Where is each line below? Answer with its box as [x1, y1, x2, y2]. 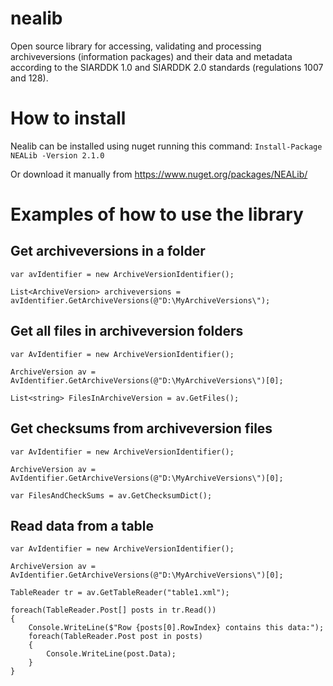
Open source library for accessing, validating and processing [10, 40, 262, 52]
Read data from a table [10, 517, 155, 534]
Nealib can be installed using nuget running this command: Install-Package [10, 140, 323, 152]
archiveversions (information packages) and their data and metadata [10, 50, 293, 62]
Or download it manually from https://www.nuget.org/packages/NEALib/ [10, 168, 308, 180]
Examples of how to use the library [10, 203, 304, 226]
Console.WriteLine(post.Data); [46, 649, 177, 659]
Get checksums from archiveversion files [10, 420, 273, 437]
